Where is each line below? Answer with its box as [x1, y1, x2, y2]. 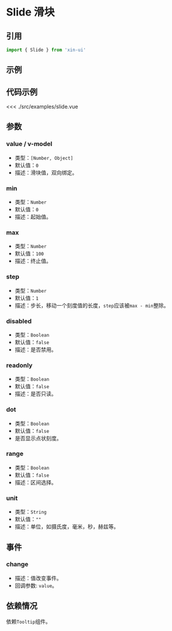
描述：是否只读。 [14, 390, 57, 398]
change [6, 560, 28, 569]
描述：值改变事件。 [14, 574, 62, 582]
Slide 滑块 [6, 5, 55, 19]
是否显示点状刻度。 [14, 435, 62, 442]
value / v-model [6, 140, 52, 148]
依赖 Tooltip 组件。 [6, 618, 52, 625]
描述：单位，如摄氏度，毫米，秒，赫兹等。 [14, 523, 119, 530]
